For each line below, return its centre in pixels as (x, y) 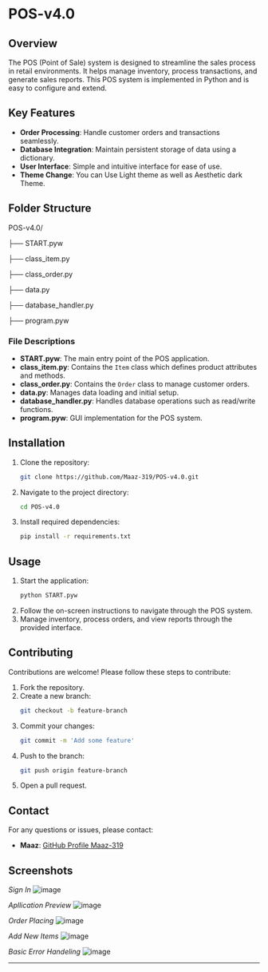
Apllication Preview (40, 905)
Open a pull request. (53, 786)
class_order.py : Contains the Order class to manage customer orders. (134, 383)
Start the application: (54, 581)
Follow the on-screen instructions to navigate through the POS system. (136, 611)
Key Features (42, 113)
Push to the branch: (52, 756)
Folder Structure (50, 208)
